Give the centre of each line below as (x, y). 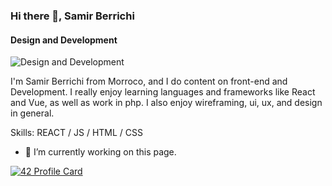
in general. (32, 113)
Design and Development (64, 40)
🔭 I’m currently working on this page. (100, 152)
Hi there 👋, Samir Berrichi (72, 16)
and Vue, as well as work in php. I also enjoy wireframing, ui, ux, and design (166, 103)
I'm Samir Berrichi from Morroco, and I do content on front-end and (149, 81)
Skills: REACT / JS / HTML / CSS (76, 133)
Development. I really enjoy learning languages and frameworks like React (163, 92)
